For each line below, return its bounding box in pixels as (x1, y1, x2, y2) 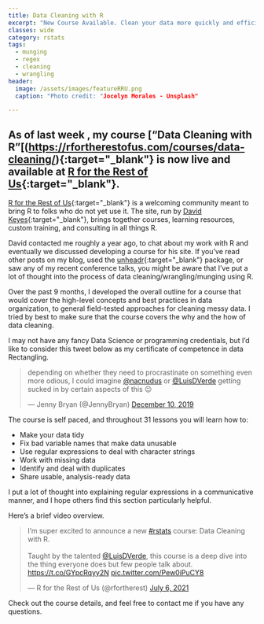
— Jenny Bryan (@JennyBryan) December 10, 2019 (27, 400, 194, 409)
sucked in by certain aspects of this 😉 (27, 385, 152, 394)
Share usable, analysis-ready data (19, 472, 131, 482)
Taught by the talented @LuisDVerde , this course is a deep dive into (27, 552, 247, 561)
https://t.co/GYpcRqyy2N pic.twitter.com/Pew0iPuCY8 (27, 568, 204, 578)
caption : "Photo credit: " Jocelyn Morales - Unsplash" (15, 92, 199, 100)
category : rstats (8, 33, 65, 42)
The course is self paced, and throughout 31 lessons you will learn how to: (8, 415, 249, 425)
